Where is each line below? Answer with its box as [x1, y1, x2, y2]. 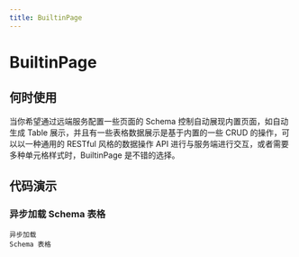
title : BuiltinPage [9, 13, 83, 23]
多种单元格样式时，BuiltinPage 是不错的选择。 [9, 150, 180, 161]
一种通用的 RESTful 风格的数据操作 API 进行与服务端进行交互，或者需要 [24, 138, 290, 149]
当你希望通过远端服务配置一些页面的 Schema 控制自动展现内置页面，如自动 [9, 115, 289, 126]
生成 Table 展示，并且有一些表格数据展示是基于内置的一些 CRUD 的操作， [9, 127, 282, 138]
